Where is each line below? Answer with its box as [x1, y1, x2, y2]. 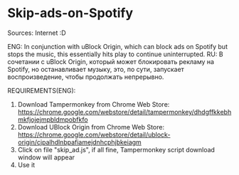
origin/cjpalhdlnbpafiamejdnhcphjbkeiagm [17, 137, 142, 147]
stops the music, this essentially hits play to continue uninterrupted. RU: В [7, 50, 223, 58]
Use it [17, 160, 36, 169]
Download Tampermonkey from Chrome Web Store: [17, 100, 170, 108]
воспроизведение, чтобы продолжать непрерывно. [7, 73, 164, 81]
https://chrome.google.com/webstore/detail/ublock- [17, 130, 171, 139]
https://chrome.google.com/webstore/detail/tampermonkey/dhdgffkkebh [17, 107, 232, 116]
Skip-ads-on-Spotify [7, 5, 134, 21]
